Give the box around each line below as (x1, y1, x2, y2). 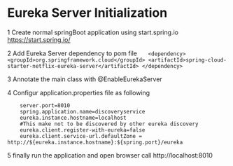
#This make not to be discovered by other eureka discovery (20, 120, 199, 127)
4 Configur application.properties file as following (7, 88, 150, 97)
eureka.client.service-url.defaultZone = (20, 132, 142, 139)
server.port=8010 (20, 102, 71, 109)
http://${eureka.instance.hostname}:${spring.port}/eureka (7, 139, 183, 146)
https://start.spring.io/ (7, 35, 71, 43)
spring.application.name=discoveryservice (20, 108, 146, 115)
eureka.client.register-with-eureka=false (20, 126, 146, 134)
